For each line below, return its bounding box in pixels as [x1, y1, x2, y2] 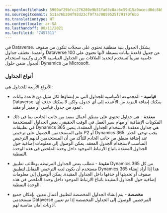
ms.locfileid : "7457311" [5, 30, 57, 35]
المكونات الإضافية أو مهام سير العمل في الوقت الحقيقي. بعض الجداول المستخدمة [12, 119, 162, 125]
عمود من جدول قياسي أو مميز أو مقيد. [12, 104, 83, 110]
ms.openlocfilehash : [5, 7, 48, 12]
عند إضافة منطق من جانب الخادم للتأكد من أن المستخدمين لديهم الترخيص [12, 135, 148, 141]
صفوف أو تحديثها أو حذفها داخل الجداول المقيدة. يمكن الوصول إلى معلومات [12, 171, 151, 177]
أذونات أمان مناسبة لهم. [12, 202, 56, 208]
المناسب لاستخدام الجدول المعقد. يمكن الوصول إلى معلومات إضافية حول [12, 140, 147, 146]
